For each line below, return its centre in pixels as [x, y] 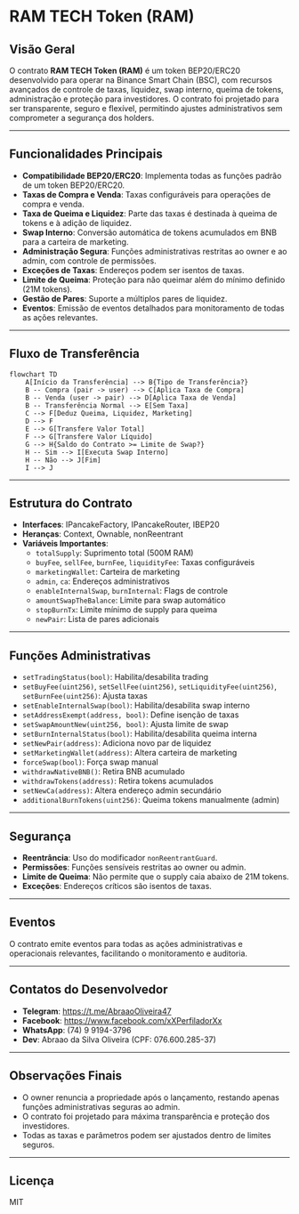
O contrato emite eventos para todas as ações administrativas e [126, 943]
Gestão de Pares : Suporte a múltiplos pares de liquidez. [125, 298]
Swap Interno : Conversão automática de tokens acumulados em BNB [149, 232]
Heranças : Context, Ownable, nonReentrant [103, 534]
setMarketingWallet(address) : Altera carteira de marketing [129, 753]
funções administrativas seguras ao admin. [101, 1106]
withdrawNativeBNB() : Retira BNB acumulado [103, 772]
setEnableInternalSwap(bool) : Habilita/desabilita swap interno [136, 706]
